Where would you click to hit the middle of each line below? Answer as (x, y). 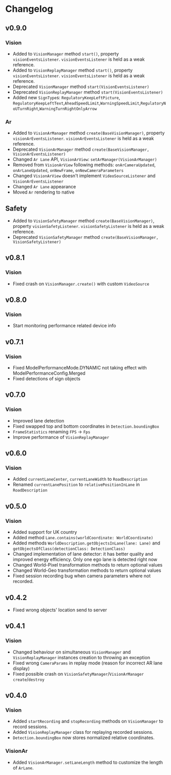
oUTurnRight (25, 109)
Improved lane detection (38, 420)
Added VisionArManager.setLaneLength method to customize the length (88, 762)
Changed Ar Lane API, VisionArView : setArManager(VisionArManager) (85, 160)
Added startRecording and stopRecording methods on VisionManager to (88, 721)
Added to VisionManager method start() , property (66, 54)
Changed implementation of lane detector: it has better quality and (83, 554)
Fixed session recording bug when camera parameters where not (82, 576)
